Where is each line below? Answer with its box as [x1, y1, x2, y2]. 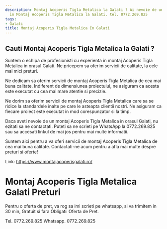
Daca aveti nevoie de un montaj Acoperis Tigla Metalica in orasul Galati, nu [5, 118, 159, 124]
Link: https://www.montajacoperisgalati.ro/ [5, 158, 93, 164]
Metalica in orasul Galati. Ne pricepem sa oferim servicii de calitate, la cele [5, 63, 158, 69]
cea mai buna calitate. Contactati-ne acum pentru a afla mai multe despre [5, 143, 156, 149]
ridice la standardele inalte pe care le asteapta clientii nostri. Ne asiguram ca [5, 103, 162, 109]
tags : [5, 16, 16, 21]
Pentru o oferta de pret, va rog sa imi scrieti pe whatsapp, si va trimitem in [5, 203, 157, 209]
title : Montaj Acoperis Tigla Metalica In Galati [5, 26, 110, 31]
